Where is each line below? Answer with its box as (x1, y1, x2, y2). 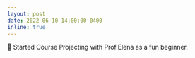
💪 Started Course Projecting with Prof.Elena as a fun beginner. (7, 43, 189, 52)
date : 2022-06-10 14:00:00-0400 (7, 17, 102, 24)
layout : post (7, 10, 46, 18)
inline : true (7, 23, 46, 30)
